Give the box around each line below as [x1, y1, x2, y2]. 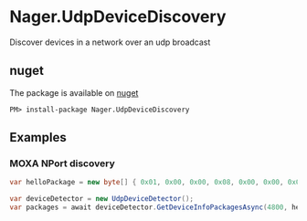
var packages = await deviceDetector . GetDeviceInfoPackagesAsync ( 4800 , [9, 203, 288, 212]
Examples [9, 130, 67, 145]
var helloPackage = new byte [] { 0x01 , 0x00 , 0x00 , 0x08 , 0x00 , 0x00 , [9, 178, 284, 187]
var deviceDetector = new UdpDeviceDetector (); [9, 195, 195, 204]
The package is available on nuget [9, 87, 139, 98]
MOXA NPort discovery [9, 157, 116, 170]
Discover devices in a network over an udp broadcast [9, 37, 211, 47]
